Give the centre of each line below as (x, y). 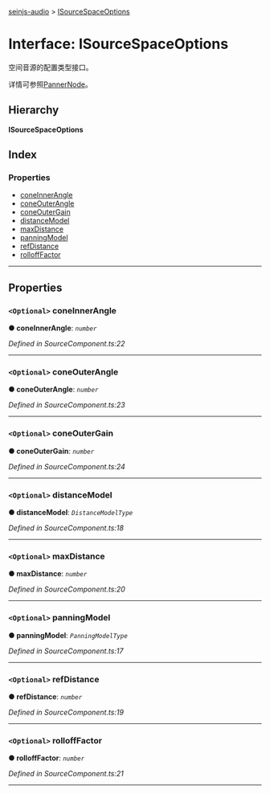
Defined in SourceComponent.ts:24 (67, 466)
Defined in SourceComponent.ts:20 (67, 589)
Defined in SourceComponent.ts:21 (66, 774)
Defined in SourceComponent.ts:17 (66, 651)
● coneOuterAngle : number (53, 390)
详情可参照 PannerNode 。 (50, 84)
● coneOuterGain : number (51, 451)
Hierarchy (34, 111)
